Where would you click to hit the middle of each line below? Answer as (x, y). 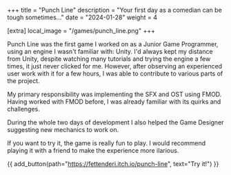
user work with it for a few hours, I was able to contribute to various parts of (115, 73)
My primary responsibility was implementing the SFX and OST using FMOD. (114, 94)
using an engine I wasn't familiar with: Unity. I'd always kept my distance (110, 52)
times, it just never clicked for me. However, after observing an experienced (115, 66)
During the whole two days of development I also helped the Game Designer (115, 122)
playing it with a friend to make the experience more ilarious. (93, 150)
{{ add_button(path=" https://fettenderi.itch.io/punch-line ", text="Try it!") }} (113, 164)
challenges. (23, 109)
